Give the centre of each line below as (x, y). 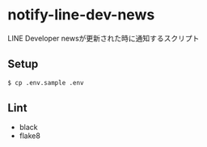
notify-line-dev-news (81, 15)
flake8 (30, 136)
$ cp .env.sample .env (46, 82)
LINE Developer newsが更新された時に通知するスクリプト (103, 38)
